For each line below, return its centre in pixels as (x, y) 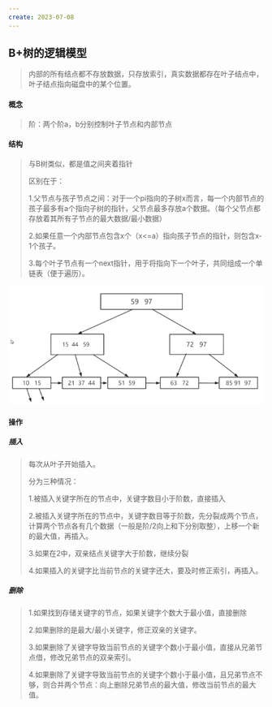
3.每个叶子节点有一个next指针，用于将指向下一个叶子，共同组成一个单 (145, 263)
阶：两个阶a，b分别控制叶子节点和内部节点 (100, 124)
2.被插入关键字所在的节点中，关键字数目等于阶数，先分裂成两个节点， (145, 515)
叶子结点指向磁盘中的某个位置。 (82, 84)
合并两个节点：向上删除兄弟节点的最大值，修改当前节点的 (146, 684)
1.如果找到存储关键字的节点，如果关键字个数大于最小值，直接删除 (138, 612)
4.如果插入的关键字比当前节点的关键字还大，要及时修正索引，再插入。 (145, 570)
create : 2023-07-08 (41, 17)
